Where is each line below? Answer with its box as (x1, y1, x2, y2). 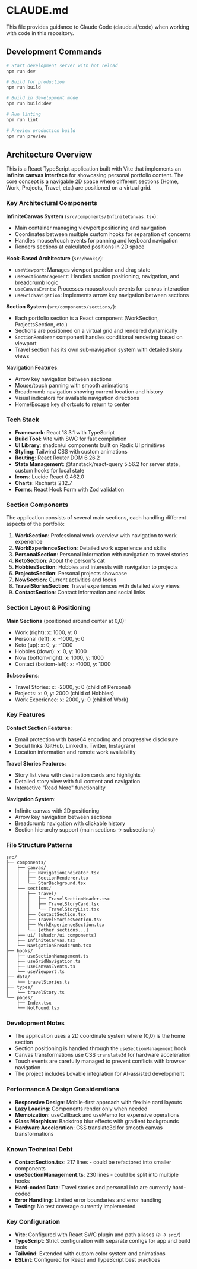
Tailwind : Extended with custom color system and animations (14, 1250, 166, 1257)
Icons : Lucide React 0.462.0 (14, 473, 85, 480)
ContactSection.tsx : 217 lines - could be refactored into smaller (14, 1158, 171, 1166)
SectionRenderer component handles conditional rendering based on (14, 333, 183, 341)
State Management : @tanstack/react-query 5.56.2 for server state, (14, 460, 180, 467)
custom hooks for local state (14, 467, 85, 474)
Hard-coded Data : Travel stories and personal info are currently (14, 1183, 171, 1191)
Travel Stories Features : (6, 760, 66, 767)
